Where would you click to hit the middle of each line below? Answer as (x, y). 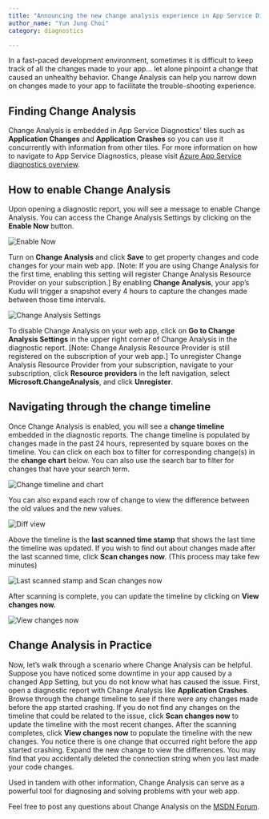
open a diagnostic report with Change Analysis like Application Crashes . (129, 690)
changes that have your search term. (69, 469)
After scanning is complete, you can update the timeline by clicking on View (134, 596)
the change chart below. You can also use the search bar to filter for (121, 460)
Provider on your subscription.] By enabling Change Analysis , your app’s (129, 282)
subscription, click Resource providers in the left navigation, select (119, 373)
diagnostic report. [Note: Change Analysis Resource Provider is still (119, 348)
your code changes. (41, 767)
